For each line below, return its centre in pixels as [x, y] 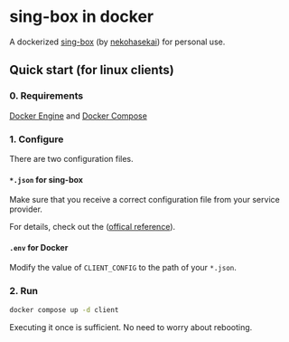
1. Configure [37, 139]
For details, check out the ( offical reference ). [93, 227]
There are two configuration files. [71, 158]
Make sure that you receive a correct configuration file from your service [144, 200]
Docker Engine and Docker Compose [78, 116]
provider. [26, 209]
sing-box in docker [82, 17]
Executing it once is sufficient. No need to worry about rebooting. [131, 327]
